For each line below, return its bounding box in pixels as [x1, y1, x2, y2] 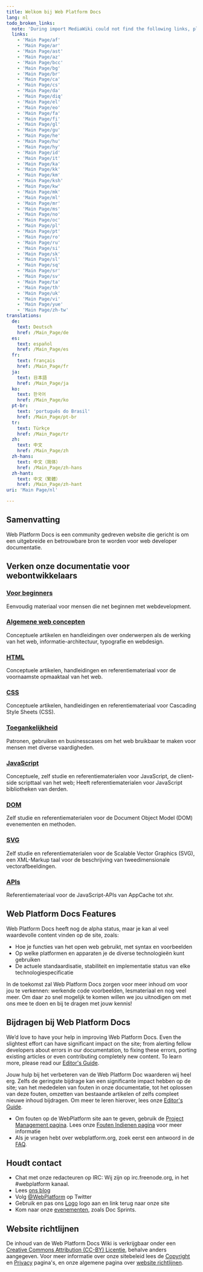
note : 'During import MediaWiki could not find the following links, [11, 25, 190, 32]
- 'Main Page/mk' [17, 189, 61, 195]
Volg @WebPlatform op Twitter [14, 1193, 92, 1201]
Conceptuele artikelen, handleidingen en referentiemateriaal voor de [6, 667, 176, 674]
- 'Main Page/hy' [17, 143, 61, 150]
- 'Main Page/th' [17, 284, 61, 290]
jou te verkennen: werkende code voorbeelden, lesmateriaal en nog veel [6, 987, 187, 994]
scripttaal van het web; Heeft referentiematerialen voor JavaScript [18, 779, 183, 786]
